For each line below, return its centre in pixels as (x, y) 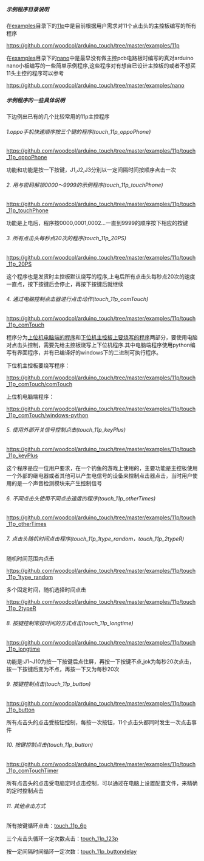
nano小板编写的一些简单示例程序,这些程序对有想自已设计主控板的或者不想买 (101, 65)
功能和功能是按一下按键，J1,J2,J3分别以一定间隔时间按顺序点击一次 (91, 170)
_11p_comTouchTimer (32, 770)
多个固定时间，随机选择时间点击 (46, 590)
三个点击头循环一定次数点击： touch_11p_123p (62, 839)
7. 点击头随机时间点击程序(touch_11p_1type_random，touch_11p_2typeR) (95, 539)
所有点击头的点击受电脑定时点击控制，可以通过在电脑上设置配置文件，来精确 (102, 783)
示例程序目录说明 (28, 9)
